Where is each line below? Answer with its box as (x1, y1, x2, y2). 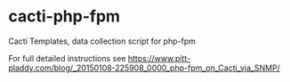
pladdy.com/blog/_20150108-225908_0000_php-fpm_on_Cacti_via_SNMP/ (8, 62, 281, 73)
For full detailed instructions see (8, 53, 126, 63)
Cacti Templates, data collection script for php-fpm (8, 36, 197, 46)
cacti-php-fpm (8, 6, 121, 27)
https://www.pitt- (127, 53, 191, 63)
